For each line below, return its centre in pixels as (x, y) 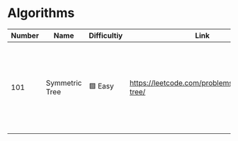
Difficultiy (106, 35)
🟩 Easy (101, 86)
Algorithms (41, 13)
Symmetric (64, 83)
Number (25, 35)
